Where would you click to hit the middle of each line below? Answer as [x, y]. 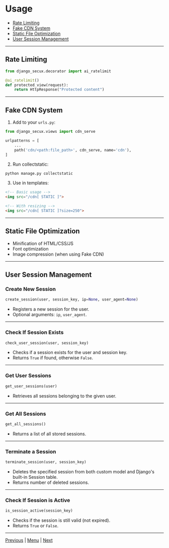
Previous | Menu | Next [29, 540]
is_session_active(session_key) [39, 511]
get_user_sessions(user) [31, 386]
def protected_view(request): [37, 85]
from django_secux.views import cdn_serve [50, 132]
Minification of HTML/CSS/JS [43, 243]
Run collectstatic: [30, 164]
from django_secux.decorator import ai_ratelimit [58, 71]
